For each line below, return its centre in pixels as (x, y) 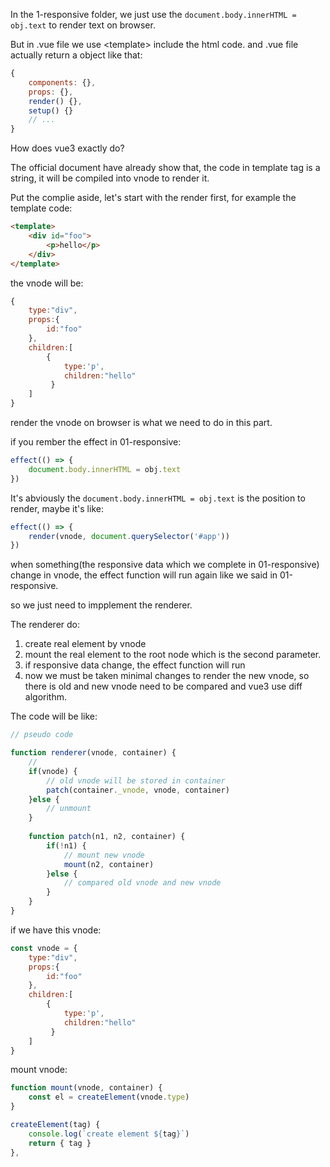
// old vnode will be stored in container (136, 780)
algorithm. (45, 697)
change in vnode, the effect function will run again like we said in (144, 575)
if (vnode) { (53, 771)
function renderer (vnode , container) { (93, 753)
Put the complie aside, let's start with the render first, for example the (153, 198)
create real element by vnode (85, 644)
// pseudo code (42, 735)
